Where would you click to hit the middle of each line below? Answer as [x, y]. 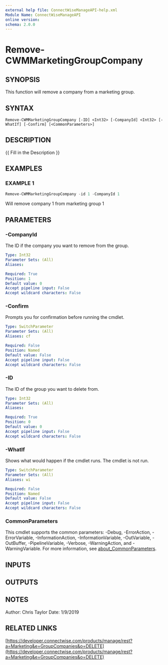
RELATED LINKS [31, 628]
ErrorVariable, [20, 538]
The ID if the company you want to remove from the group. [67, 246]
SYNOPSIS [23, 79]
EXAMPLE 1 [20, 183]
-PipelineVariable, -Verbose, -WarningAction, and [80, 543]
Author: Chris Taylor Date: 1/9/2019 [42, 612]
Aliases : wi [18, 480]
